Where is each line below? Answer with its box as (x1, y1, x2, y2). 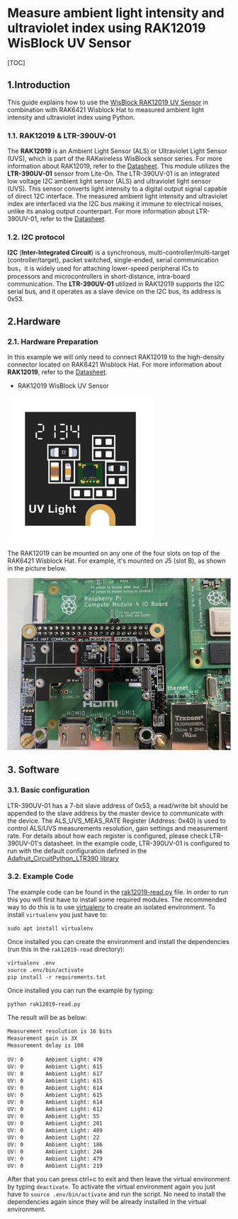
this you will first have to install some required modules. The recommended (7, 895, 227, 904)
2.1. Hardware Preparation (7, 337, 98, 347)
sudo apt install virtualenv (7, 925, 93, 932)
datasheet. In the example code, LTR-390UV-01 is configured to (43, 838, 230, 848)
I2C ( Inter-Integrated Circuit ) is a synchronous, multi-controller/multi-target (7, 248, 230, 257)
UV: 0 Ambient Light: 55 (7, 1113, 100, 1120)
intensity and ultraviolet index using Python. (7, 113, 135, 121)
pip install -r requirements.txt (7, 973, 106, 981)
